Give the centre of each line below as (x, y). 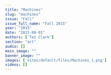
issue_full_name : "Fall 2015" (36, 23)
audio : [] (15, 46)
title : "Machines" (24, 10)
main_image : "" (21, 51)
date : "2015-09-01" (25, 33)
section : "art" (21, 42)
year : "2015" (18, 28)
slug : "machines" (23, 14)
